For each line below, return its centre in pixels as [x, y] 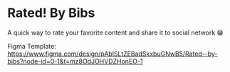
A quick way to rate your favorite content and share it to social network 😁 [116, 32]
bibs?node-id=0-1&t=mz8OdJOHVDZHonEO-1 [75, 61]
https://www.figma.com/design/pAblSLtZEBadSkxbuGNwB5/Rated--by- [113, 54]
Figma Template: [32, 46]
